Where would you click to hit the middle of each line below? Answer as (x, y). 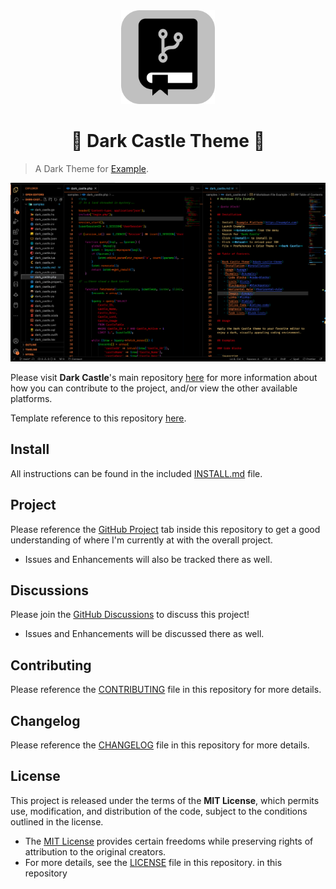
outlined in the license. (57, 821)
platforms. (31, 398)
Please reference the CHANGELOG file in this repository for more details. (160, 745)
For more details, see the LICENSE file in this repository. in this (153, 862)
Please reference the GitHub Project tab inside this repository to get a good (165, 529)
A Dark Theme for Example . (92, 168)
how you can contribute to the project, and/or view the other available (154, 388)
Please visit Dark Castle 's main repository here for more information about (164, 377)
